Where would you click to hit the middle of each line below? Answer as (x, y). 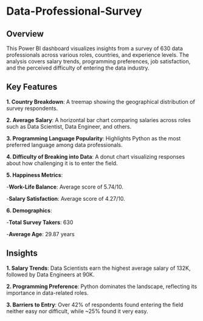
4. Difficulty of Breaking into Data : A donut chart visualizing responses (96, 156)
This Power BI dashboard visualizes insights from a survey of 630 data (95, 48)
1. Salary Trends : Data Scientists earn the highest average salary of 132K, (98, 268)
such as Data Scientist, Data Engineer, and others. (69, 126)
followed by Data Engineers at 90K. (50, 274)
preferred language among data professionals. (64, 145)
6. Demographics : (29, 210)
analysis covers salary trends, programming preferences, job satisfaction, (98, 61)
